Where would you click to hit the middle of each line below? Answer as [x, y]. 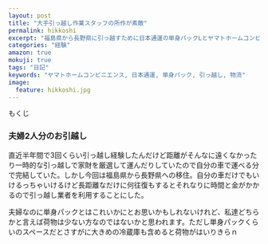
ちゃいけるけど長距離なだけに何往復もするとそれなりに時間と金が [137, 185]
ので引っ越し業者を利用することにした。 [81, 195]
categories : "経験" [39, 45]
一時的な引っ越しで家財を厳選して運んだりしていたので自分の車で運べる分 [137, 165]
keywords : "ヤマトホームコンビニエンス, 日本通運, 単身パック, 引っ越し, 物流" [127, 75]
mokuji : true [30, 61]
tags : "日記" [29, 68]
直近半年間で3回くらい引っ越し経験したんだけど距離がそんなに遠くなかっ [129, 155]
